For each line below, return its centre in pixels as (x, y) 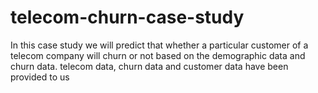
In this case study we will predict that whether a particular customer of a (159, 45)
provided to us (40, 77)
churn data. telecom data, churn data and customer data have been (149, 66)
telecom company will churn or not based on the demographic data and (158, 55)
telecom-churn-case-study (127, 17)
